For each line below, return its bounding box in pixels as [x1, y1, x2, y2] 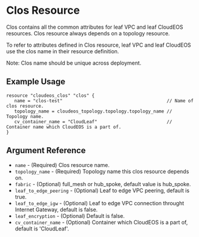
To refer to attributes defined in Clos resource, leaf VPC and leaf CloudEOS [6, 41, 191, 48]
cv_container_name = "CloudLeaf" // [14, 118, 172, 124]
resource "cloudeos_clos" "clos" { [6, 92, 95, 99]
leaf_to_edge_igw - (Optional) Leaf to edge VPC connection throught [14, 199, 184, 206]
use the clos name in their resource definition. [6, 47, 120, 54]
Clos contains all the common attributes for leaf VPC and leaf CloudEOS [6, 23, 183, 31]
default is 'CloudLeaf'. [14, 225, 69, 232]
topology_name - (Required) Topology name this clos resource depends [14, 168, 189, 175]
